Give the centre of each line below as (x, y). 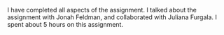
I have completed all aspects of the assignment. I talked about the (102, 10)
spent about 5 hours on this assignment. (65, 24)
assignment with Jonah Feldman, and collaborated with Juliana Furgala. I (112, 17)
